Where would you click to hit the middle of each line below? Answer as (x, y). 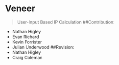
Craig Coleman (27, 57)
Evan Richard (25, 37)
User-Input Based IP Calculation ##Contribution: (66, 22)
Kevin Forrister (27, 42)
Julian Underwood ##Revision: (43, 47)
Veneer (20, 9)
